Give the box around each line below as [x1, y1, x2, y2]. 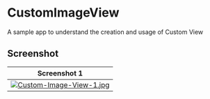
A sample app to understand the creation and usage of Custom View [7, 28, 204, 36]
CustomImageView [7, 5, 120, 21]
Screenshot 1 [37, 68, 83, 78]
